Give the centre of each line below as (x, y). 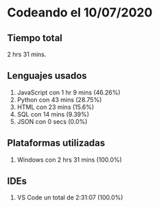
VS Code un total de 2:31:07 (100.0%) (70, 197)
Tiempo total (35, 38)
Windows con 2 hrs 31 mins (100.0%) (69, 160)
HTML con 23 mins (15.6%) (56, 107)
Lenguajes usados (47, 76)
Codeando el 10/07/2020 (80, 13)
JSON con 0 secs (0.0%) (52, 121)
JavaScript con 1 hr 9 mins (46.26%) (69, 92)
